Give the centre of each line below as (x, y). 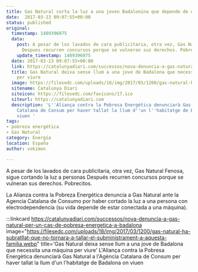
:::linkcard (18, 218)
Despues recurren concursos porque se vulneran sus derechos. (100, 50)
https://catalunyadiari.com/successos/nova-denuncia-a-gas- (106, 218)
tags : (13, 122)
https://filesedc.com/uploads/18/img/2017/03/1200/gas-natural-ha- (109, 231)
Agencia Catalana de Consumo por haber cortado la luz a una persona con (97, 201)
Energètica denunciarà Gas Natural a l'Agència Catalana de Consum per (93, 256)
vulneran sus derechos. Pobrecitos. (49, 183)
